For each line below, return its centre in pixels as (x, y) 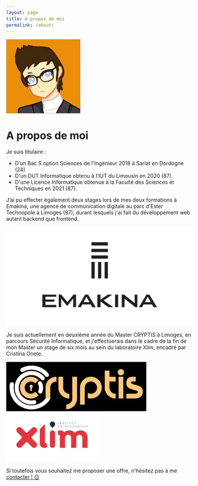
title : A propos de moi (36, 19)
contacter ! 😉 (23, 477)
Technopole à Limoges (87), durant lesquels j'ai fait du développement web (98, 213)
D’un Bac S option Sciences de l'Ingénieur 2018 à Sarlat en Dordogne (99, 164)
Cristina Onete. (25, 353)
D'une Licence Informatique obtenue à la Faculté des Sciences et (94, 182)
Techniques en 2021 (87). (46, 188)
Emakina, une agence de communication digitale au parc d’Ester (84, 206)
